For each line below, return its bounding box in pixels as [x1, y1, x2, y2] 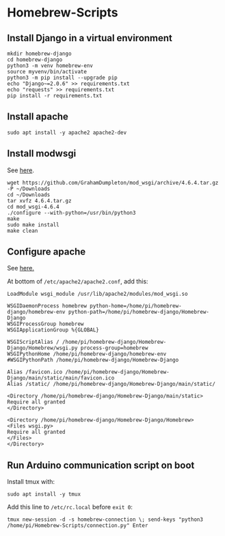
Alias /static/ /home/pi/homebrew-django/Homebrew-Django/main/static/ [7, 381, 215, 388]
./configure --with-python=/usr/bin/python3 [7, 209, 136, 216]
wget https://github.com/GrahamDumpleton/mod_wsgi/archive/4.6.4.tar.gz [7, 179, 219, 186]
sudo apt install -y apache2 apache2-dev [7, 129, 127, 136]
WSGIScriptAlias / [7, 338, 59, 346]
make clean [7, 227, 38, 234]
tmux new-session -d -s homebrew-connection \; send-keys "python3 [7, 516, 204, 523]
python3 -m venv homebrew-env [7, 62, 94, 69]
